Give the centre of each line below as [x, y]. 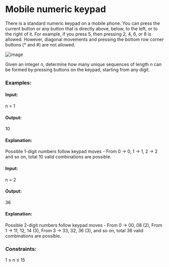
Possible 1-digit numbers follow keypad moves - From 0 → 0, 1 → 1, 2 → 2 [81, 151]
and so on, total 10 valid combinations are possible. [59, 157]
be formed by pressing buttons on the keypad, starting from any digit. [78, 70]
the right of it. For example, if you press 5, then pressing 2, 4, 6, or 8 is [78, 34]
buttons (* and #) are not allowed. [40, 44]
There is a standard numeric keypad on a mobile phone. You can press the [83, 23]
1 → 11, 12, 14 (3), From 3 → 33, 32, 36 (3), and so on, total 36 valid [74, 231]
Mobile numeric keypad [56, 9]
